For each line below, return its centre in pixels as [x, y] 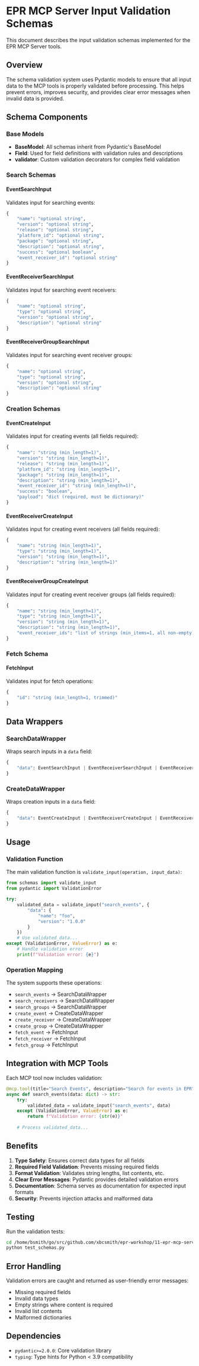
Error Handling [33, 1266]
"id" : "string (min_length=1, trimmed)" [67, 697]
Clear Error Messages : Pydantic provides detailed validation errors [97, 1179]
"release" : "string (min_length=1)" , [63, 463]
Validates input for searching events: [51, 202]
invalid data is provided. [35, 98]
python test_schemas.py [36, 1248]
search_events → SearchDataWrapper [61, 994]
